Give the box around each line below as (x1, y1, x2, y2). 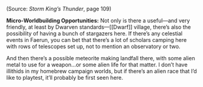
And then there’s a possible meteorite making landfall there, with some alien (6, 55, 195, 61)
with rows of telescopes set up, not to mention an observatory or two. (6, 43, 181, 50)
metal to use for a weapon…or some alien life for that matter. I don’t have (6, 61, 188, 68)
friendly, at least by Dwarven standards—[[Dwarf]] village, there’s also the (6, 24, 191, 30)
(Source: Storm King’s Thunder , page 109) (6, 5, 112, 12)
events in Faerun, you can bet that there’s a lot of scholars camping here (6, 37, 187, 43)
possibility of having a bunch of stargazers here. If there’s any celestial (6, 30, 183, 37)
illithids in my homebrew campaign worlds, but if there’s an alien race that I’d (6, 68, 197, 75)
